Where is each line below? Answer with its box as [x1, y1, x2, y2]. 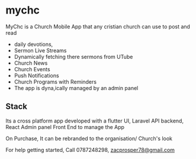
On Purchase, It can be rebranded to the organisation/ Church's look [5, 135, 173, 142]
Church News [14, 59, 48, 67]
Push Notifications [14, 72, 60, 79]
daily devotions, [14, 41, 53, 48]
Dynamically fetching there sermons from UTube [14, 53, 133, 60]
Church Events [14, 65, 51, 72]
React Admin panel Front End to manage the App [5, 123, 125, 130]
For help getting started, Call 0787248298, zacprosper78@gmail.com [5, 146, 175, 153]
